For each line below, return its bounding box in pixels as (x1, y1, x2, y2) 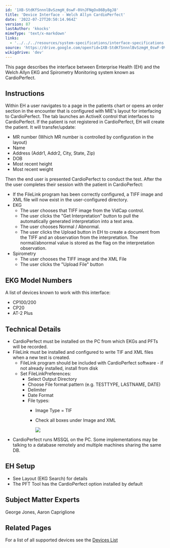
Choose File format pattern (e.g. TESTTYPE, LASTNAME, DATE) (27, 381, 161, 387)
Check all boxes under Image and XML (35, 417, 116, 423)
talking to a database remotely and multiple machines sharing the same (12, 442, 161, 448)
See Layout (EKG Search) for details (12, 475, 88, 482)
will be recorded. (12, 343, 48, 350)
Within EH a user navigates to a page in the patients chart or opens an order (5, 102, 163, 109)
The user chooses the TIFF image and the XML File (20, 256, 127, 262)
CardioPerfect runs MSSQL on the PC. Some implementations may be (12, 436, 158, 443)
